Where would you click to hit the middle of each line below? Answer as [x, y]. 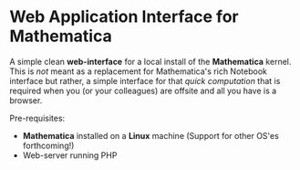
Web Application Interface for [124, 17]
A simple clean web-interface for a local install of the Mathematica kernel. [150, 61]
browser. [26, 100]
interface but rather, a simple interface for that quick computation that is [145, 80]
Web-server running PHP [70, 155]
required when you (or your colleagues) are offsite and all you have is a [143, 90]
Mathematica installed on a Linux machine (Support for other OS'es [151, 135]
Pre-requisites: [37, 118]
